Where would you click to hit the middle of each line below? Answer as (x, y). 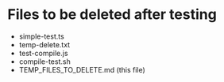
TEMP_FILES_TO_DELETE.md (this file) (82, 69)
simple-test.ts (41, 36)
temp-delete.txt (44, 44)
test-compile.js (43, 53)
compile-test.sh (44, 61)
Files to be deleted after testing (112, 15)
